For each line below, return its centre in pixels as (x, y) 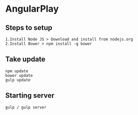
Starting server (30, 95)
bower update (19, 75)
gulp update (18, 80)
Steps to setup (29, 28)
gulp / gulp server (26, 107)
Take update (25, 59)
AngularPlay (32, 9)
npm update (17, 71)
